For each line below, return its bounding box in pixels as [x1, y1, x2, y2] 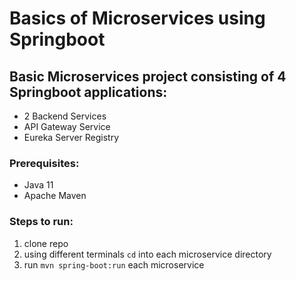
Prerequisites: [9, 156, 80, 170]
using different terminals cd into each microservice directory [23, 248, 272, 260]
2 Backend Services [23, 110, 107, 122]
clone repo [23, 237, 69, 249]
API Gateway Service [23, 121, 111, 132]
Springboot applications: [9, 83, 168, 101]
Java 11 [23, 179, 54, 191]
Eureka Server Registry [23, 132, 120, 143]
